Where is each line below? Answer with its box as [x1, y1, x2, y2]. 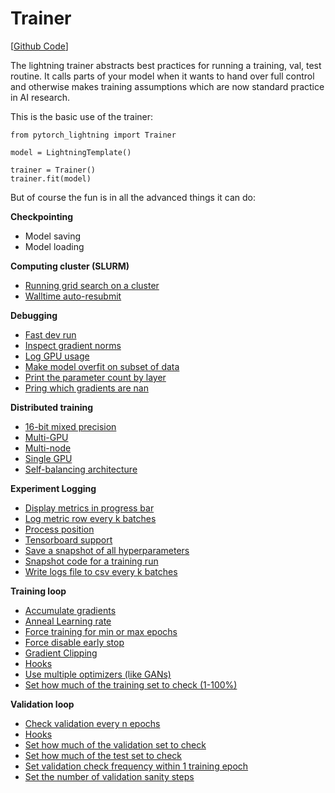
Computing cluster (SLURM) [10, 260, 130, 272]
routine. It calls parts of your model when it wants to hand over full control [10, 70, 315, 82]
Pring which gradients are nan [24, 382, 149, 394]
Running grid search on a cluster [24, 279, 160, 291]
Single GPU [24, 452, 73, 464]
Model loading [24, 240, 85, 252]
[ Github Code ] [10, 40, 69, 52]
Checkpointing [10, 210, 74, 222]
